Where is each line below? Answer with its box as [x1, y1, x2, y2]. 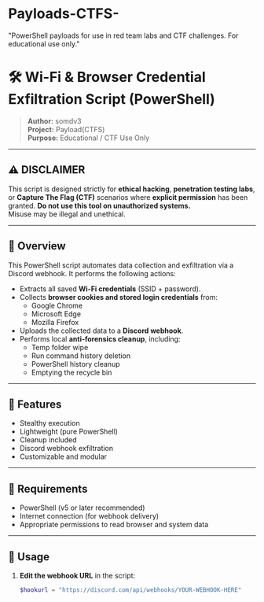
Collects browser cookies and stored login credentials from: [19, 292, 218, 301]
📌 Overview [8, 239, 66, 253]
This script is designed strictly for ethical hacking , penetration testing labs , [8, 184, 255, 194]
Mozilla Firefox [31, 317, 79, 327]
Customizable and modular [19, 452, 108, 461]
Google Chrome [31, 301, 83, 310]
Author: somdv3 [27, 116, 82, 126]
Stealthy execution [19, 419, 80, 428]
